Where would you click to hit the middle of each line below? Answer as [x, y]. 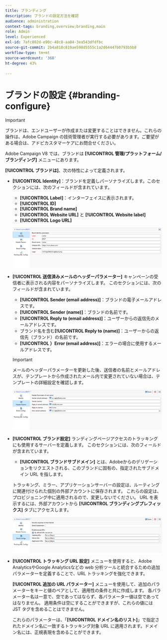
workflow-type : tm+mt [28, 52]
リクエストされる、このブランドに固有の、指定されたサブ [92, 468]
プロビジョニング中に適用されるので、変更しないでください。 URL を [83, 498]
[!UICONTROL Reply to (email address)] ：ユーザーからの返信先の [87, 318]
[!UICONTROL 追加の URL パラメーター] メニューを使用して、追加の [82, 584]
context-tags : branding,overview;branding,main [55, 26]
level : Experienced [25, 37]
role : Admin [17, 32]
